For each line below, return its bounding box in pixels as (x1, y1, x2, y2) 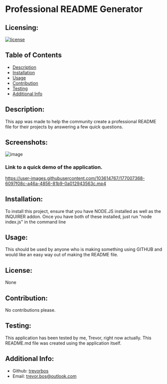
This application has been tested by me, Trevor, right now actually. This (5, 335, 152, 341)
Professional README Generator (5, 3, 143, 15)
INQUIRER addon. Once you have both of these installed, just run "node (5, 213, 152, 219)
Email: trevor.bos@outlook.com (12, 373, 77, 379)
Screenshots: (5, 138, 48, 147)
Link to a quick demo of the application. (5, 164, 103, 171)
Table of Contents (5, 51, 62, 59)
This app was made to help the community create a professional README (5, 118, 157, 124)
